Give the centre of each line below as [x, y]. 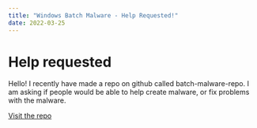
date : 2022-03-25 [37, 23]
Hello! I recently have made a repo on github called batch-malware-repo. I [128, 84]
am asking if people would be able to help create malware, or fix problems [129, 92]
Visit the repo [30, 116]
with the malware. [37, 100]
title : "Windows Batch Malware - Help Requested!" [93, 15]
